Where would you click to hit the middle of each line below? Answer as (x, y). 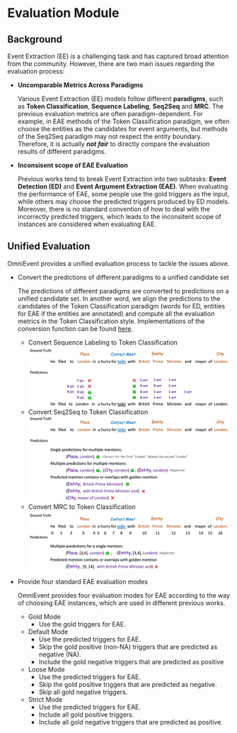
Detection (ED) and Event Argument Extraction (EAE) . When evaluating (123, 186)
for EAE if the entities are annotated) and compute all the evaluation (116, 313)
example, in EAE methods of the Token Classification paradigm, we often (123, 121)
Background (35, 39)
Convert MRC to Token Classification (82, 507)
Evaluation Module (63, 13)
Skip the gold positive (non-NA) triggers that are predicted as (128, 647)
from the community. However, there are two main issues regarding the (111, 64)
